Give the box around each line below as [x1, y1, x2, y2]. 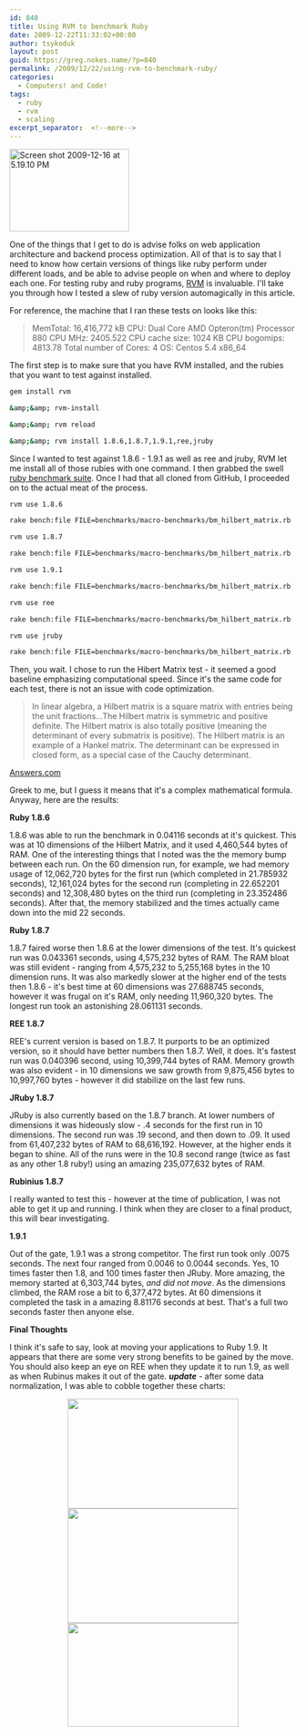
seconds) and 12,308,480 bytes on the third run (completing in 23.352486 [9, 888, 288, 899]
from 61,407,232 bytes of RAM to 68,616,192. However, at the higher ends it [9, 1139, 291, 1150]
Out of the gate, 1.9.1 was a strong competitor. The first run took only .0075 [9, 1248, 290, 1259]
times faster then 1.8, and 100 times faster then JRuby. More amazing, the [9, 1268, 285, 1279]
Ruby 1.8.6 [9, 812, 50, 823]
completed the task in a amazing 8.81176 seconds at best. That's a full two [9, 1297, 289, 1308]
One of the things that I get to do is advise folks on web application [9, 239, 261, 250]
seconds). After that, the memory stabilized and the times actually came [9, 898, 280, 909]
